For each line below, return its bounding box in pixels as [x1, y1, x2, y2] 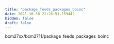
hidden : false [5, 16, 34, 21]
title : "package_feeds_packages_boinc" [5, 7, 86, 12]
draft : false [5, 20, 32, 25]
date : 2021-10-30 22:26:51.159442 [5, 11, 75, 16]
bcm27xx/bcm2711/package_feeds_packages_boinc [5, 33, 109, 39]
